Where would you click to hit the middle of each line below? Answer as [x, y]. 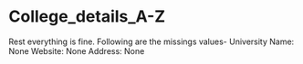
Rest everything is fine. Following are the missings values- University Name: [151, 41]
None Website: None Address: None [77, 50]
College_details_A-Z [87, 17]
